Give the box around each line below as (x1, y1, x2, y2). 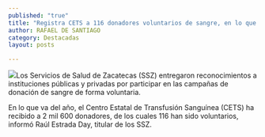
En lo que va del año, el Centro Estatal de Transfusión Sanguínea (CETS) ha (8, 103, 255, 112)
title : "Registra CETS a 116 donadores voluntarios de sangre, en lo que (8, 19, 257, 27)
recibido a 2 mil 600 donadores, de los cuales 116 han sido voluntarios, (8, 112, 239, 121)
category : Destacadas (8, 33, 80, 42)
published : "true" (8, 11, 69, 20)
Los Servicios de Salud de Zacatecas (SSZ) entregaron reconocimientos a (16, 70, 257, 80)
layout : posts (8, 41, 55, 49)
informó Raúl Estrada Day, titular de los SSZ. (8, 120, 153, 129)
